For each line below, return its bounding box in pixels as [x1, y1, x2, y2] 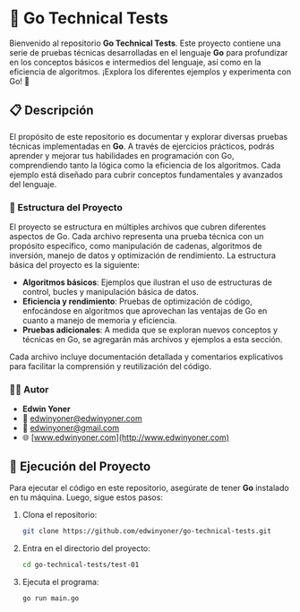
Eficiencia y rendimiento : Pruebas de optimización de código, [21, 296, 253, 307]
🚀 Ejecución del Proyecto [9, 459, 151, 474]
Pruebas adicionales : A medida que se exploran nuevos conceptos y [21, 324, 279, 335]
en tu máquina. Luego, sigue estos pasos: [9, 492, 164, 503]
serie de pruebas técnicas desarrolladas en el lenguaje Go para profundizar [9, 47, 288, 57]
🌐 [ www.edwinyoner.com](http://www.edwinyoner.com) [21, 432, 230, 443]
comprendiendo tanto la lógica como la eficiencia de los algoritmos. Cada [9, 159, 281, 170]
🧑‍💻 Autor [9, 383, 49, 395]
